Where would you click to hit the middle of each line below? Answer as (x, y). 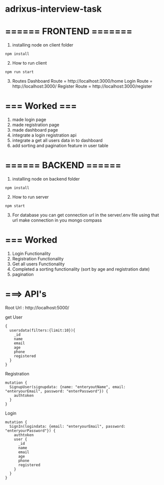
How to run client (30, 63)
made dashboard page (35, 130)
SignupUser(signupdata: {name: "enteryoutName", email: (68, 387)
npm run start (20, 72)
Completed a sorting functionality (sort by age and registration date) (81, 269)
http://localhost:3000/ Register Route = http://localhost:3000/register (82, 86)
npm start (15, 206)
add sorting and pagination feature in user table (60, 146)
